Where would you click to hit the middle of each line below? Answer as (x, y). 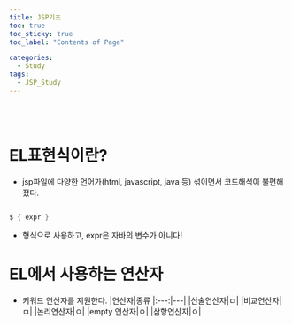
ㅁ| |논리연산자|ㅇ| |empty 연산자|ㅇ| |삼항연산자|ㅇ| (111, 311)
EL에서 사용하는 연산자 (86, 274)
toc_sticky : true (41, 34)
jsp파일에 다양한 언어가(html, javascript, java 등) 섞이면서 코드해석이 (141, 181)
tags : (19, 75)
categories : (31, 58)
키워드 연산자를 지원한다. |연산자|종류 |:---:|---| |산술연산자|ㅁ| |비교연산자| (152, 300)
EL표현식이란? (58, 155)
